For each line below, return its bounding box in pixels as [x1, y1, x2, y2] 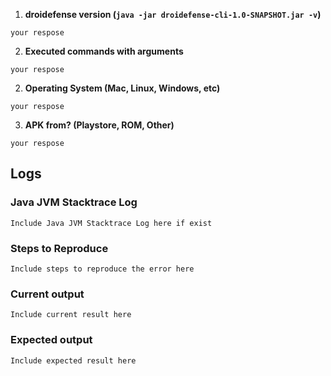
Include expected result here [10, 355, 137, 366]
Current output [10, 287, 85, 301]
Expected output [10, 333, 93, 347]
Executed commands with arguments [24, 45, 184, 57]
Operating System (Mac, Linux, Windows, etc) [24, 82, 221, 94]
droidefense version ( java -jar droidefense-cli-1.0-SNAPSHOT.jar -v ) [24, 9, 322, 20]
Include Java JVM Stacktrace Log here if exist [10, 218, 213, 228]
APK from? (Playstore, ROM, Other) [24, 119, 175, 131]
